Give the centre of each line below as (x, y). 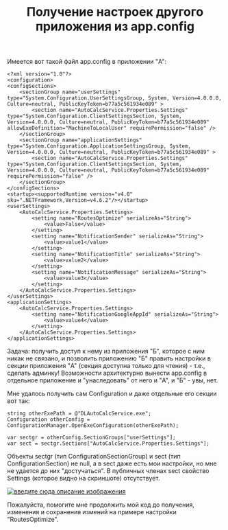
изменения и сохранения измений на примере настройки (92, 512)
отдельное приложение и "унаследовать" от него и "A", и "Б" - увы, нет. (113, 380)
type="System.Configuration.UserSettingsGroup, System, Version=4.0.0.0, (115, 98)
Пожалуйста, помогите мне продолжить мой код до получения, (101, 505)
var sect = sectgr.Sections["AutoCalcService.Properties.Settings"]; (109, 443)
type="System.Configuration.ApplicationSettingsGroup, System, (99, 146)
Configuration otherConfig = (49, 419)
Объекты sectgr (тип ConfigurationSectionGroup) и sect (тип (94, 457)
